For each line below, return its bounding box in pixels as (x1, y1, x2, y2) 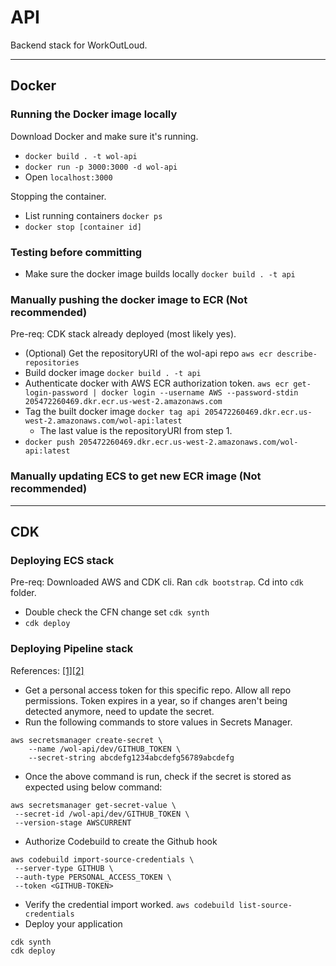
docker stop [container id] (24, 222, 142, 232)
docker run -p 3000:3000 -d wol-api (24, 162, 178, 172)
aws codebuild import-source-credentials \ (10, 854, 195, 865)
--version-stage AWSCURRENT (14, 817, 132, 828)
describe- (276, 349, 318, 360)
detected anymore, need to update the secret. (24, 705, 215, 717)
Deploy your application (24, 917, 123, 930)
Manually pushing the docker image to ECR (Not (10, 292, 248, 306)
